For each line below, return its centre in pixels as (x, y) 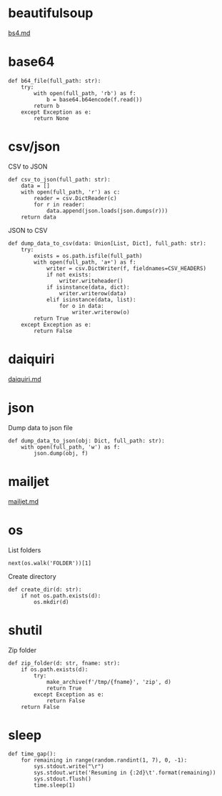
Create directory (32, 576)
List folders (25, 550)
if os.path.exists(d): (55, 670)
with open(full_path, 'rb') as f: (85, 93)
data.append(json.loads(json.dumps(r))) (107, 211)
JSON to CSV (28, 230)
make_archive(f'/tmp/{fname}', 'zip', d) (109, 682)
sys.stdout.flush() (63, 779)
